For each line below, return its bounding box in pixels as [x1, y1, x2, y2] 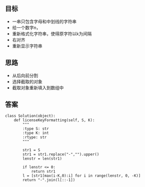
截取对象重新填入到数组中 [12, 84, 64, 90]
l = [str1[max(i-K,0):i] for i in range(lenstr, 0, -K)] [22, 173, 141, 178]
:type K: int [22, 131, 49, 136]
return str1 [31, 169, 56, 174]
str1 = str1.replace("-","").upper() [22, 152, 99, 157]
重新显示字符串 [12, 43, 42, 49]
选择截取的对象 [12, 79, 42, 84]
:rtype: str [22, 135, 47, 140]
